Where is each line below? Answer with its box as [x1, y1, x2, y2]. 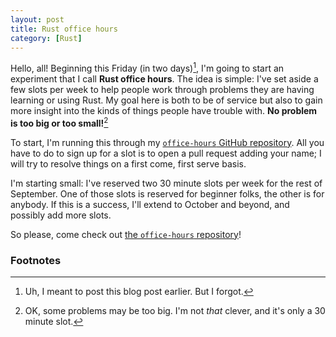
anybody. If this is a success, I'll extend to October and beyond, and [10, 198, 290, 210]
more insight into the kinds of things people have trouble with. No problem [10, 105, 318, 117]
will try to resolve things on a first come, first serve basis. [10, 157, 247, 170]
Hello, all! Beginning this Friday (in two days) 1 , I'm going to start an [10, 61, 285, 75]
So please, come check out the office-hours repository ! [10, 228, 242, 240]
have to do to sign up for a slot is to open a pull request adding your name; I [10, 147, 322, 159]
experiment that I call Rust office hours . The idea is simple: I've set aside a [10, 73, 319, 85]
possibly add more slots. [10, 209, 112, 221]
